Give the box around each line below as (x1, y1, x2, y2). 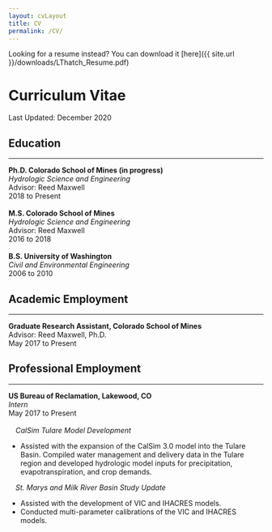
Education (8, 136, 62, 150)
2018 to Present (8, 191, 61, 201)
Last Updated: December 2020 (8, 113, 112, 122)
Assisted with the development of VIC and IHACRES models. (19, 498, 222, 508)
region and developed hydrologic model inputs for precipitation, (19, 458, 233, 468)
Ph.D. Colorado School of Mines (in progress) (8, 165, 164, 175)
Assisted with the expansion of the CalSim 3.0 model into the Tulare (19, 440, 246, 450)
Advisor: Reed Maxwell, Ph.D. (8, 330, 107, 339)
